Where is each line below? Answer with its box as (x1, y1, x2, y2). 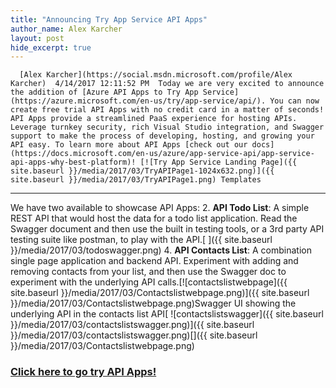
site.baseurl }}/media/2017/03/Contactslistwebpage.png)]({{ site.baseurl (10, 287, 310, 299)
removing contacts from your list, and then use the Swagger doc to (10, 266, 287, 278)
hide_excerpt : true (10, 42, 92, 53)
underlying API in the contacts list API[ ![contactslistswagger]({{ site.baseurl (10, 308, 324, 320)
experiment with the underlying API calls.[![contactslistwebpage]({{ (10, 276, 288, 288)
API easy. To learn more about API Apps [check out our (10, 140, 248, 150)
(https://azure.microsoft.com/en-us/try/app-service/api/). (10, 96, 267, 106)
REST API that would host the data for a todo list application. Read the (10, 212, 298, 225)
